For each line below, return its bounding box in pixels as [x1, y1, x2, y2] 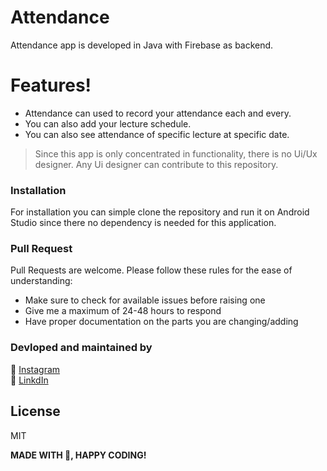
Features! [10, 74, 92, 97]
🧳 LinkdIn [10, 374, 49, 386]
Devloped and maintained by [10, 341, 153, 355]
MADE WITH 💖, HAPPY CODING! [10, 449, 147, 461]
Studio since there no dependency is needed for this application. [10, 217, 277, 229]
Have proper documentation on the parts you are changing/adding [24, 316, 299, 328]
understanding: [10, 275, 73, 287]
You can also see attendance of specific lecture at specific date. [24, 128, 290, 140]
